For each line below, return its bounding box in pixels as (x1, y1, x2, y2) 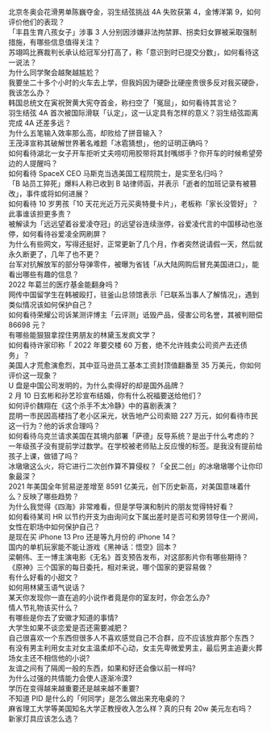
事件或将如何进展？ (25, 189, 90, 198)
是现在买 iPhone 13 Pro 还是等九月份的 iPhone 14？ (8, 532, 177, 541)
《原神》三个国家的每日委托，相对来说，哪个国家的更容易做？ (8, 562, 214, 572)
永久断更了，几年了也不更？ (8, 250, 101, 258)
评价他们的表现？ (8, 17, 65, 27)
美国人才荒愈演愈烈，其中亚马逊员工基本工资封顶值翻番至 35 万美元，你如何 (8, 360, 261, 370)
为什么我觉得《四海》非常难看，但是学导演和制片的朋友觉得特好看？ (8, 502, 235, 511)
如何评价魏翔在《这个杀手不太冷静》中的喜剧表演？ (8, 401, 178, 410)
